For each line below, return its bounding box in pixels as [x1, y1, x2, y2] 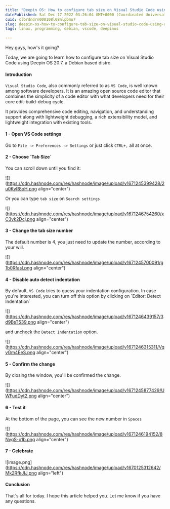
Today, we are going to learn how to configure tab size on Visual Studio [5, 54, 154, 61]
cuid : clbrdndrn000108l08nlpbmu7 [5, 17, 76, 22]
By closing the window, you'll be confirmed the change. [5, 372, 121, 378]
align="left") [37, 469, 64, 476]
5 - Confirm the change [5, 361, 56, 367]
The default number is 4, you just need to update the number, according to [5, 239, 161, 245]
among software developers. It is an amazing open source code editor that [5, 88, 161, 94]
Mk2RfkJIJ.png [5, 469, 37, 476]
